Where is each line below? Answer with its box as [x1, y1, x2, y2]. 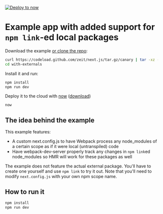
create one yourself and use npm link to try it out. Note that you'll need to [5, 168, 152, 174]
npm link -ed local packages [5, 32, 119, 43]
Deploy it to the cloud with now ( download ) [5, 93, 91, 99]
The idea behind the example [5, 116, 95, 124]
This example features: [5, 129, 51, 135]
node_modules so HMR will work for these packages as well [12, 154, 132, 160]
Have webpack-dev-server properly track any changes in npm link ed [12, 148, 150, 155]
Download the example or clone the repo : [5, 48, 88, 53]
